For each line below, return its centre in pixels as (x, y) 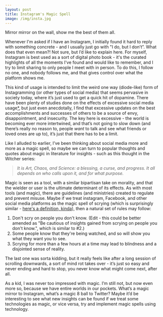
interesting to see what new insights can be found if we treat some (72, 299)
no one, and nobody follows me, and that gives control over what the (74, 73)
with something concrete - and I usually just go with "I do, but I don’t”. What (81, 47)
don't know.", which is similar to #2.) (48, 229)
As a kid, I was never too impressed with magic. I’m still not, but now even (79, 283)
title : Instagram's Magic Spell (38, 14)
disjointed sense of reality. (38, 249)
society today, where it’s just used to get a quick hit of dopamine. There (77, 98)
